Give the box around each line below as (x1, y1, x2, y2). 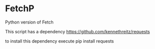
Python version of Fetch (5, 19, 54, 25)
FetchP (5, 3, 34, 14)
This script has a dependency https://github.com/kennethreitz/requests (5, 28, 150, 34)
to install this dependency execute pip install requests (5, 38, 114, 44)
